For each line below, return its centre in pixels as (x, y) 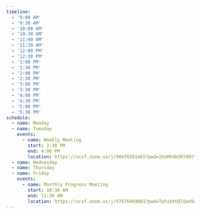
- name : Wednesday (35, 162)
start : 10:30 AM (48, 190)
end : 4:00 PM (44, 151)
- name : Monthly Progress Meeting (65, 185)
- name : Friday (31, 174)
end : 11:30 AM (45, 195)
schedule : (19, 117)
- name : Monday (31, 123)
